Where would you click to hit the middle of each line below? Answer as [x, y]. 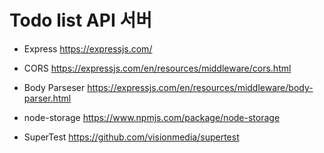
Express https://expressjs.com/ [88, 48]
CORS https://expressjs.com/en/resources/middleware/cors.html [157, 68]
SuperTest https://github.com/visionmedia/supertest [131, 137]
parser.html [47, 98]
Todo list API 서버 [80, 20]
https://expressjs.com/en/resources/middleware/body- [200, 87]
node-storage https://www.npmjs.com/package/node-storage [152, 117]
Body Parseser [54, 87]
